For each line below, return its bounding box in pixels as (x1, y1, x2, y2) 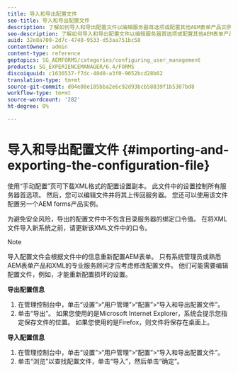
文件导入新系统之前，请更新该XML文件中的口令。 (7, 223, 152, 231)
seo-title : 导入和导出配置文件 (7, 17, 90, 24)
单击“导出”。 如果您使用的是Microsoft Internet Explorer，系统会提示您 (17, 309, 222, 317)
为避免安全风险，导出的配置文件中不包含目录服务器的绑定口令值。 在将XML (7, 214, 228, 223)
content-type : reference (7, 50, 81, 58)
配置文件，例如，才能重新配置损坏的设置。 (7, 270, 132, 278)
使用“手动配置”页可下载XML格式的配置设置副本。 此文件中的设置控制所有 (7, 182, 221, 190)
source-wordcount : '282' (7, 97, 81, 104)
